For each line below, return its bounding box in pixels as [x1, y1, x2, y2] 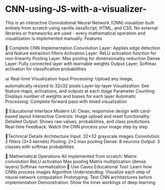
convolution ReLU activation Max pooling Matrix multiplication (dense [5, 158, 147, 164]
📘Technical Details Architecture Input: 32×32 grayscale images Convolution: [5, 133, 161, 139]
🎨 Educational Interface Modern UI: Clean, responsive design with [5, 108, 139, 114]
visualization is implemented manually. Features [5, 35, 102, 41]
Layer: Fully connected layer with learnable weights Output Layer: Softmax [5, 61, 157, 66]
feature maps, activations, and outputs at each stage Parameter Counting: [5, 88, 156, 94]
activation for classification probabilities [5, 65, 86, 72]
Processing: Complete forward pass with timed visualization [5, 98, 127, 104]
